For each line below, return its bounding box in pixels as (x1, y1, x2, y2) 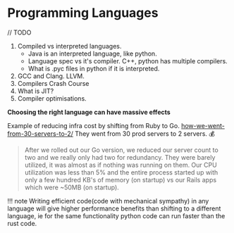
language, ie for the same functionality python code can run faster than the (7, 211, 226, 220)
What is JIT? (17, 87, 54, 95)
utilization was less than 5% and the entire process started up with (24, 168, 218, 177)
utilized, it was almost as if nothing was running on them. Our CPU (24, 160, 217, 169)
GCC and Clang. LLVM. (17, 72, 85, 80)
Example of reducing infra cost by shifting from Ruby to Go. (7, 121, 180, 130)
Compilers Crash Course (17, 79, 90, 87)
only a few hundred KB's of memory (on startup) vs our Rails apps (24, 175, 217, 184)
